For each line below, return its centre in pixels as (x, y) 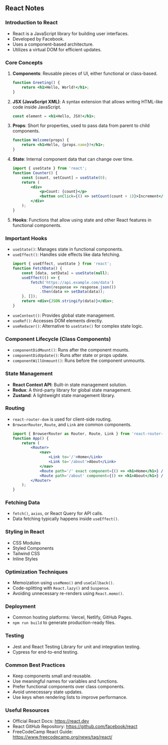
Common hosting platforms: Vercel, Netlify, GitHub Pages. (72, 617)
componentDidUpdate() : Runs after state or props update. (70, 355)
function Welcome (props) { (41, 140)
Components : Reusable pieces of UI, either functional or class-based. (85, 73)
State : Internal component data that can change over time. (73, 159)
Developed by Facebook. (38, 39)
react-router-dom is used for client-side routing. (62, 419)
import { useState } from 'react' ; (50, 168)
